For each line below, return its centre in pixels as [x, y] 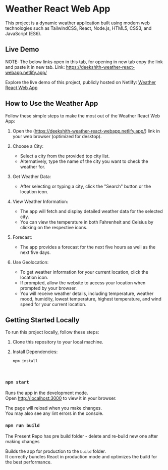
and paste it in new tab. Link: [35, 67]
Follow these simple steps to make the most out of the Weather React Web [83, 116]
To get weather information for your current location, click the [84, 272]
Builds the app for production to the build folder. [56, 451]
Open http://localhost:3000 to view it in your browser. [61, 398]
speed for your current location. [53, 304]
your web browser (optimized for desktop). [57, 136]
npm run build [22, 426]
